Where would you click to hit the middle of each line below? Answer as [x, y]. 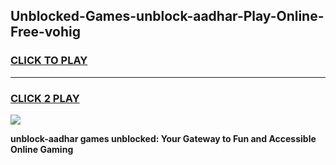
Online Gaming [42, 149]
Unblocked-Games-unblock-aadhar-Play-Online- [167, 16]
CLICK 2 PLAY [45, 98]
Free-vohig [45, 32]
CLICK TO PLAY [49, 61]
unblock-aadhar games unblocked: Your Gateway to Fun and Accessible [163, 138]
